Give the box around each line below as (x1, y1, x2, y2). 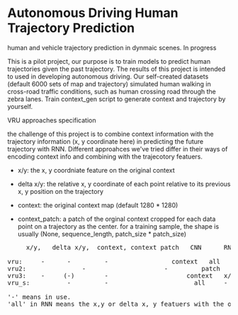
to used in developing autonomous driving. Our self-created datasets (7, 72, 209, 81)
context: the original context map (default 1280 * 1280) (17, 200, 178, 210)
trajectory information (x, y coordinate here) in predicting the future (7, 137, 204, 146)
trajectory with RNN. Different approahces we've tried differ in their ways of (7, 144, 228, 153)
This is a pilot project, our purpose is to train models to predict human (7, 57, 211, 65)
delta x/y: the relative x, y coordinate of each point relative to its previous (17, 179, 231, 188)
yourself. (7, 102, 33, 110)
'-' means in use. (7, 292, 72, 301)
